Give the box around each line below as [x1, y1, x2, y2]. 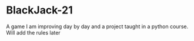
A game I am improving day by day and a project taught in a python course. [6, 23, 189, 30]
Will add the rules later [6, 29, 61, 36]
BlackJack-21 [6, 4, 73, 17]
